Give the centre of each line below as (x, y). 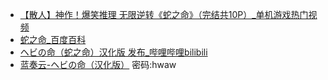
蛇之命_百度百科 (53, 39)
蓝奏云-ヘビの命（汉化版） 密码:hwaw (98, 64)
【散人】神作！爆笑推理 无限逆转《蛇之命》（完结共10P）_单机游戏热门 (164, 14)
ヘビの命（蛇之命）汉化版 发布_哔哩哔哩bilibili (113, 52)
